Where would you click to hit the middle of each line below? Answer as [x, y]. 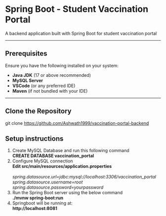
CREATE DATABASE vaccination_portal [53, 156]
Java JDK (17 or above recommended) [52, 75]
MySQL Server [28, 80]
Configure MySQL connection [42, 161]
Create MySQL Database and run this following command [71, 151]
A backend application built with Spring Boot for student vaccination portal [81, 33]
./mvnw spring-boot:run [38, 198]
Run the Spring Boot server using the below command [67, 193]
